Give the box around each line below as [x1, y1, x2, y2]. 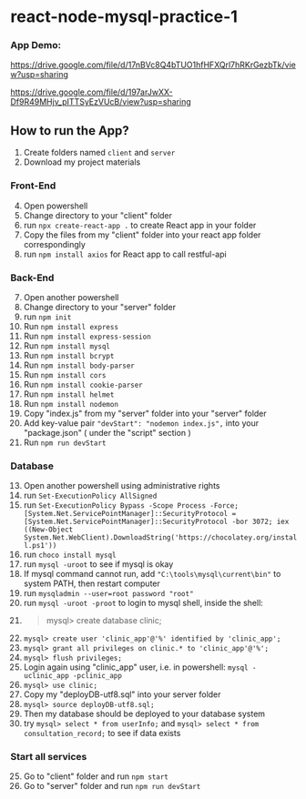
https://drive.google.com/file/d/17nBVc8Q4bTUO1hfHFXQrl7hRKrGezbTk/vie [10, 59, 297, 70]
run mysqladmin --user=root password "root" [23, 588, 194, 599]
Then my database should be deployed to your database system [23, 708, 266, 720]
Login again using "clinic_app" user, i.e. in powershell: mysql [23, 662, 249, 673]
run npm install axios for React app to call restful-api [23, 248, 227, 259]
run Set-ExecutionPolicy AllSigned [23, 490, 158, 501]
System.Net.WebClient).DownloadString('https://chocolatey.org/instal [23, 533, 298, 542]
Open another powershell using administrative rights [23, 480, 220, 491]
